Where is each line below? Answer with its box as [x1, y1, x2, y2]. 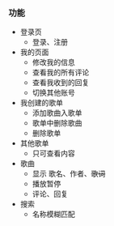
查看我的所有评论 [32, 67, 90, 78]
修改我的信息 [32, 58, 75, 67]
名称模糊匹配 [32, 209, 75, 220]
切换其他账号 [32, 87, 75, 98]
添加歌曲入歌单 [32, 108, 82, 118]
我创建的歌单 [19, 98, 63, 108]
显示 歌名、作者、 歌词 [32, 168, 106, 179]
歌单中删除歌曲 [32, 118, 82, 128]
